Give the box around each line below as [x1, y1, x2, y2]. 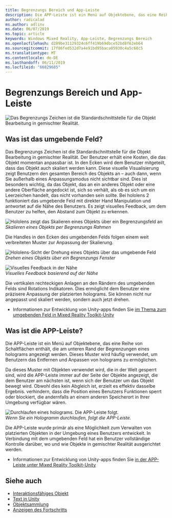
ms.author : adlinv [5, 22, 45, 27]
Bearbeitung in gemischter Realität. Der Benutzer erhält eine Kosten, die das [5, 154, 166, 160]
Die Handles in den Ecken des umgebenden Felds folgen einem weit [5, 234, 149, 240]
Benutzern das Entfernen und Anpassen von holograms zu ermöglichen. [5, 356, 158, 363]
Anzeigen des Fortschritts [12, 506, 68, 513]
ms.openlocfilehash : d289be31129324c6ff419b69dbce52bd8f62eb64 [5, 41, 143, 46]
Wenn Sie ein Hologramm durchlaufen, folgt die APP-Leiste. [5, 414, 132, 421]
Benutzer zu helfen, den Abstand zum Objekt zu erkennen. [5, 208, 129, 214]
